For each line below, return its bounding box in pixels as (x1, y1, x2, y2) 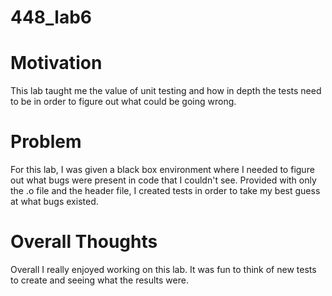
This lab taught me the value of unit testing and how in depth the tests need (10, 85, 322, 97)
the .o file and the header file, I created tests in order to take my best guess (10, 185, 321, 197)
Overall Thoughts (10, 231, 158, 253)
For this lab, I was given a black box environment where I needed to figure (10, 164, 315, 176)
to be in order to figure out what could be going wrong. (10, 96, 237, 108)
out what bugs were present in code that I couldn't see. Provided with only (10, 174, 317, 186)
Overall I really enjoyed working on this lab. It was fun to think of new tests (10, 264, 317, 275)
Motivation (10, 52, 103, 75)
